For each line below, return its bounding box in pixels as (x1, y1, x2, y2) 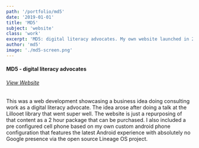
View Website (6, 79, 40, 86)
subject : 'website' (6, 25, 54, 31)
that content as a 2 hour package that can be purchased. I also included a (6, 116, 187, 123)
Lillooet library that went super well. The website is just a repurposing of (6, 110, 182, 117)
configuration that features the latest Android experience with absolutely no (6, 128, 191, 136)
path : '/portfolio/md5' (6, 8, 65, 15)
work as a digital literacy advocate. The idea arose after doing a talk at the (6, 104, 187, 111)
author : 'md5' (6, 42, 41, 48)
